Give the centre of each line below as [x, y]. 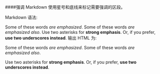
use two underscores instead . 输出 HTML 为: [51, 38]
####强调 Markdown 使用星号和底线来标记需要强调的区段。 [65, 7]
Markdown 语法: [21, 17]
